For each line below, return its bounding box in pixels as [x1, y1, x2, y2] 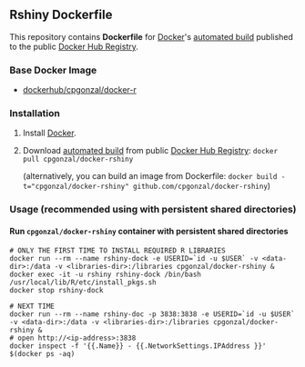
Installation [9, 107, 61, 120]
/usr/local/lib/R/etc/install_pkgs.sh [9, 277, 157, 287]
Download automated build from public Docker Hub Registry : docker [22, 145, 279, 156]
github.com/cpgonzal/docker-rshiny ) [133, 181, 271, 192]
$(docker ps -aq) [9, 349, 76, 358]
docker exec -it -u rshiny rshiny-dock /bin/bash [9, 270, 202, 279]
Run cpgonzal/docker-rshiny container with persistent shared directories [9, 225, 289, 236]
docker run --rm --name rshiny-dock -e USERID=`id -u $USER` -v [9, 253, 259, 263]
